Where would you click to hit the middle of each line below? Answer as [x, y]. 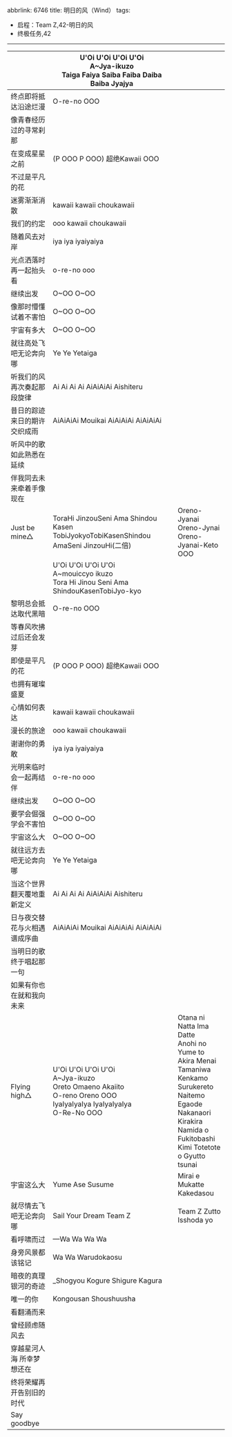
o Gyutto [191, 1156]
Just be [23, 528]
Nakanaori [194, 1113]
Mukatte [191, 1184]
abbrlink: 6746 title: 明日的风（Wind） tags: [69, 10]
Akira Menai [197, 1061]
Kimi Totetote [199, 1147]
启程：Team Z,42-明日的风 [55, 25]
